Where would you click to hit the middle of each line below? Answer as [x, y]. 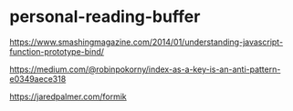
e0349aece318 [38, 78]
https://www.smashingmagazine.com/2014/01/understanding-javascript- [146, 42]
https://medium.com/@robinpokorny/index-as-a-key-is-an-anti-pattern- [145, 69]
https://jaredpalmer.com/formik [68, 96]
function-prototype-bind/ [57, 51]
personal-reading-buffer [105, 17]
